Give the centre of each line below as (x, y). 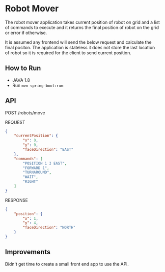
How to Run (23, 68)
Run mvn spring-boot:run (38, 85)
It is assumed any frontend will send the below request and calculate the (78, 42)
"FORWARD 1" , (36, 168)
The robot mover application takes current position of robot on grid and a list (82, 22)
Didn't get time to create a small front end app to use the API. (67, 264)
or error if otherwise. (26, 33)
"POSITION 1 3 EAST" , (45, 163)
